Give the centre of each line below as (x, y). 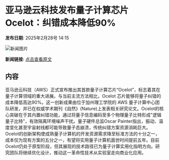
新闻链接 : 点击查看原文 (28, 59)
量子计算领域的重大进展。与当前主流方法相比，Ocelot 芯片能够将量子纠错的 (83, 96)
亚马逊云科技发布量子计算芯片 (67, 10)
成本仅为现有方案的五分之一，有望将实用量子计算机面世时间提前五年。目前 (82, 140)
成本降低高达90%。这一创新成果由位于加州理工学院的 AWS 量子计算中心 (80, 102)
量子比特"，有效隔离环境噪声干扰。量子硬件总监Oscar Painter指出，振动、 (82, 121)
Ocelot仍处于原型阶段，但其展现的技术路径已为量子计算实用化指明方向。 (80, 146)
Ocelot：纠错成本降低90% (61, 23)
